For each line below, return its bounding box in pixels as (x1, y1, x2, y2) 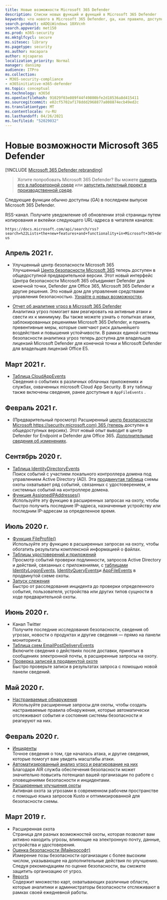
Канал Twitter (12, 621, 41, 627)
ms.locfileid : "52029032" (5, 118, 59, 123)
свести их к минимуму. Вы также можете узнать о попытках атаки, (12, 314, 156, 320)
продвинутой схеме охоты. (12, 572, 70, 578)
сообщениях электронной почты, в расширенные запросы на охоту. (12, 653, 158, 659)
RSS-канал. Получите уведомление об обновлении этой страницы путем (5, 212, 161, 218)
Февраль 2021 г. (5, 404, 58, 412)
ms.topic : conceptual (5, 86, 50, 91)
